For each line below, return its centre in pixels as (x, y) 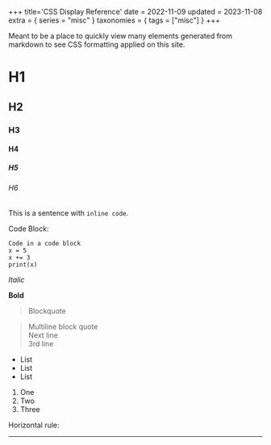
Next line (43, 335)
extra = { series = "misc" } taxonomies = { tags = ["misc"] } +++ (114, 20)
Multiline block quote (63, 326)
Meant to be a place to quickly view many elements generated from (120, 36)
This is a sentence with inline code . (69, 212)
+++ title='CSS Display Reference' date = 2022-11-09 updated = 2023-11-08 (135, 12)
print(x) (23, 264)
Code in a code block (45, 243)
